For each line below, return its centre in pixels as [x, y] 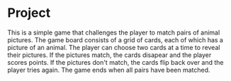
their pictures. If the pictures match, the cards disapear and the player [109, 55]
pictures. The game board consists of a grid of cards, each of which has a [115, 39]
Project [29, 13]
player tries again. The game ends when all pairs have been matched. [109, 70]
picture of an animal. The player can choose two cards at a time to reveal [114, 47]
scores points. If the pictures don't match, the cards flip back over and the [115, 62]
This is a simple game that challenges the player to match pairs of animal [114, 32]
